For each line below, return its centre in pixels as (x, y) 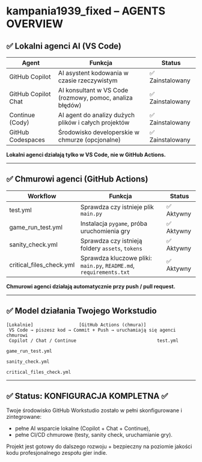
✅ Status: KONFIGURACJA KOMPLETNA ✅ (87, 396)
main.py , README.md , (108, 266)
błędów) (70, 105)
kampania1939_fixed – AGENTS (86, 11)
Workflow (42, 196)
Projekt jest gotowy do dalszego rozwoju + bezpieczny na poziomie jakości (99, 446)
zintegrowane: (24, 417)
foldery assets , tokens (111, 248)
